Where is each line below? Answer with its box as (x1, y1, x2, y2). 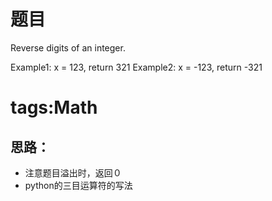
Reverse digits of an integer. (10, 41, 126, 54)
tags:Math (10, 96, 98, 119)
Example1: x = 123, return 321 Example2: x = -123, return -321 (10, 61, 263, 73)
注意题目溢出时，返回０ (24, 166, 122, 179)
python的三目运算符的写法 (24, 179, 133, 191)
